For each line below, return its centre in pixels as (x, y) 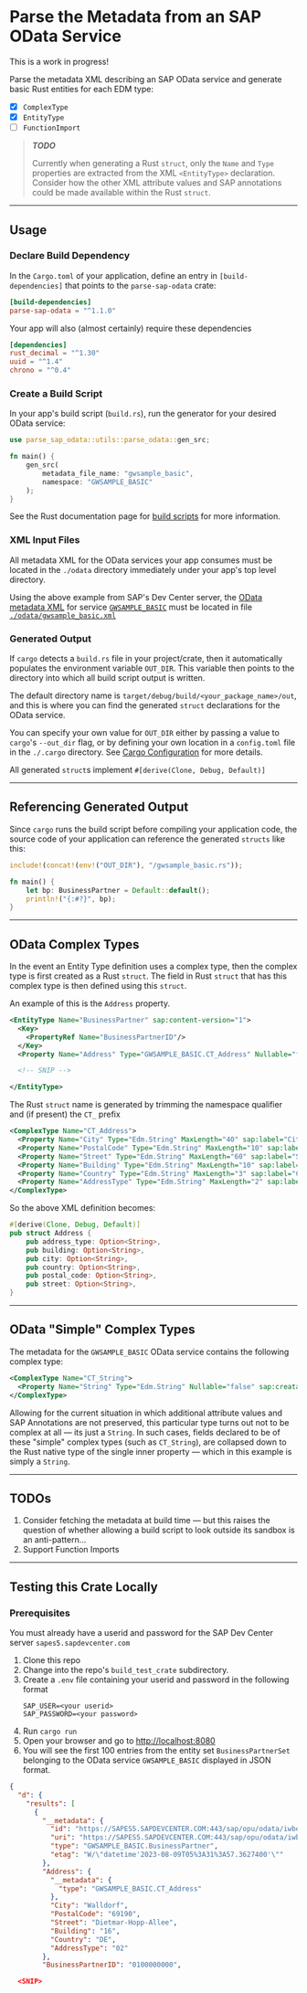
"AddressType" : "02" (89, 1948)
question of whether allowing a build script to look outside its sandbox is (159, 1530)
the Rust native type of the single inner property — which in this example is (151, 1451)
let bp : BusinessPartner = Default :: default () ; (118, 890)
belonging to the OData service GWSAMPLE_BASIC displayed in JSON (147, 1760)
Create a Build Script (56, 393)
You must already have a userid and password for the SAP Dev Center (142, 1633)
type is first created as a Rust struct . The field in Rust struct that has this (148, 976)
